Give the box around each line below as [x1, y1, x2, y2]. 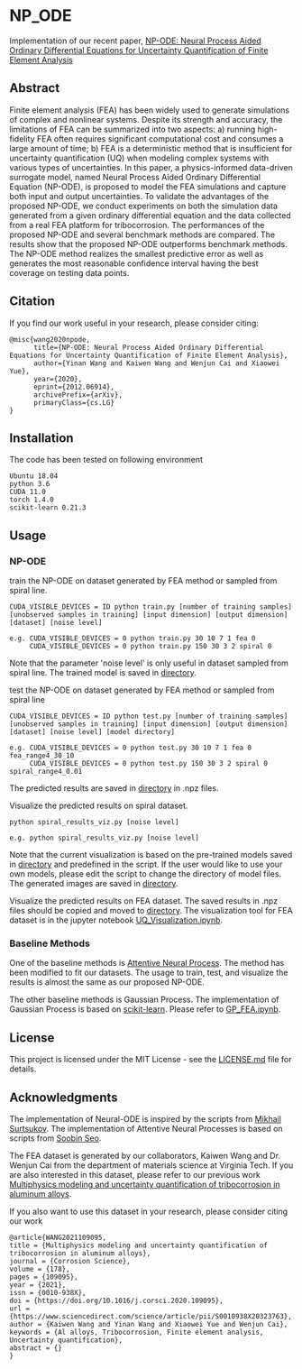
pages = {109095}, [9, 1273, 78, 1282]
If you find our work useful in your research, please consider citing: [9, 317, 260, 328]
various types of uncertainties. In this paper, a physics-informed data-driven [9, 161, 293, 172]
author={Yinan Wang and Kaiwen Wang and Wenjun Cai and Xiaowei [32, 358, 280, 368]
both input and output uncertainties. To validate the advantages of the [9, 190, 270, 201]
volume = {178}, [9, 1264, 70, 1273]
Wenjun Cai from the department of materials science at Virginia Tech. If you [9, 1160, 294, 1171]
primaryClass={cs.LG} [32, 398, 115, 407]
